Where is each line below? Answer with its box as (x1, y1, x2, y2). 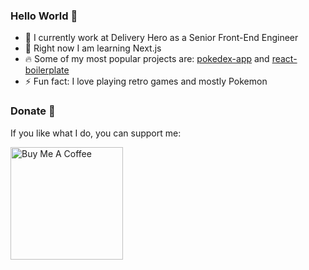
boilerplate (24, 64, 70, 76)
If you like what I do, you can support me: (10, 127, 182, 139)
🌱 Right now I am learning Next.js (24, 42, 162, 54)
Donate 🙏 (10, 104, 56, 118)
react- (271, 53, 298, 65)
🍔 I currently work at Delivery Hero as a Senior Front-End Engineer (24, 32, 299, 44)
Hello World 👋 (10, 9, 78, 23)
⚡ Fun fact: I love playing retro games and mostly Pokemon (24, 75, 268, 88)
